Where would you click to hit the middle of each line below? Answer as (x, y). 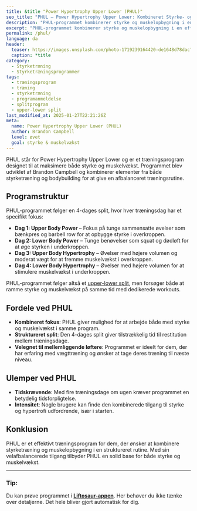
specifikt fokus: (25, 217)
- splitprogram (30, 104)
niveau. (23, 359)
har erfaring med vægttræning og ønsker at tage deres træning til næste (102, 354)
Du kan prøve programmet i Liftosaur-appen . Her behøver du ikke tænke (94, 496)
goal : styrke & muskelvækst (46, 142)
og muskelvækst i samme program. (57, 328)
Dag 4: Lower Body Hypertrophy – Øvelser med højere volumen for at (99, 265)
